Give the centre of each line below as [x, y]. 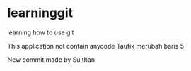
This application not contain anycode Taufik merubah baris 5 [96, 46]
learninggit [40, 13]
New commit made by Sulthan [51, 59]
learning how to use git [41, 32]
